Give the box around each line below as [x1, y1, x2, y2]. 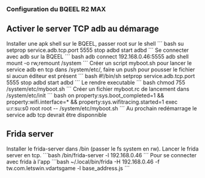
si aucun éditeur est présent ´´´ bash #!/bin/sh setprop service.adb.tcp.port [6, 72, 195, 79]
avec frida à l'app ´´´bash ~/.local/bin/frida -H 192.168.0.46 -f [6, 158, 160, 165]
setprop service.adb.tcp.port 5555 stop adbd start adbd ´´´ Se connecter [6, 46, 189, 54]
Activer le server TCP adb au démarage [6, 24, 159, 34]
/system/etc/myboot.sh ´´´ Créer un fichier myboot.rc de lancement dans [6, 85, 190, 93]
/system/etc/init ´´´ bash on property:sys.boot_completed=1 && [6, 91, 164, 99]
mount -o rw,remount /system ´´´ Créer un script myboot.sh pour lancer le [6, 59, 192, 66]
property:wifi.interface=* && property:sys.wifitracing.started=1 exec [6, 98, 178, 105]
